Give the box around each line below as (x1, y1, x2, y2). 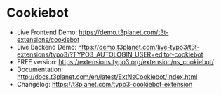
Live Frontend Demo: (16, 28, 78, 36)
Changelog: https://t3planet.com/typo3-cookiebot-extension (16, 80, 193, 88)
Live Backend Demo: (16, 43, 77, 51)
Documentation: (16, 65, 64, 73)
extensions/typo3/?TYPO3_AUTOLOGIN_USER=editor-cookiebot (16, 50, 204, 59)
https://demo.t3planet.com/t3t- (79, 28, 169, 36)
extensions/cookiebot (16, 35, 80, 43)
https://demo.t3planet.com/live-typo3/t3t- (78, 43, 201, 51)
